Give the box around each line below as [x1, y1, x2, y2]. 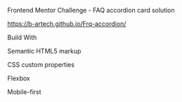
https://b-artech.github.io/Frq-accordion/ [7, 20, 126, 27]
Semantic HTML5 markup [7, 47, 82, 55]
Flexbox [7, 74, 30, 82]
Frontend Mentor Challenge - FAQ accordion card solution [7, 6, 176, 14]
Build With [7, 33, 37, 42]
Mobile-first [7, 88, 41, 96]
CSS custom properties [7, 60, 75, 69]
